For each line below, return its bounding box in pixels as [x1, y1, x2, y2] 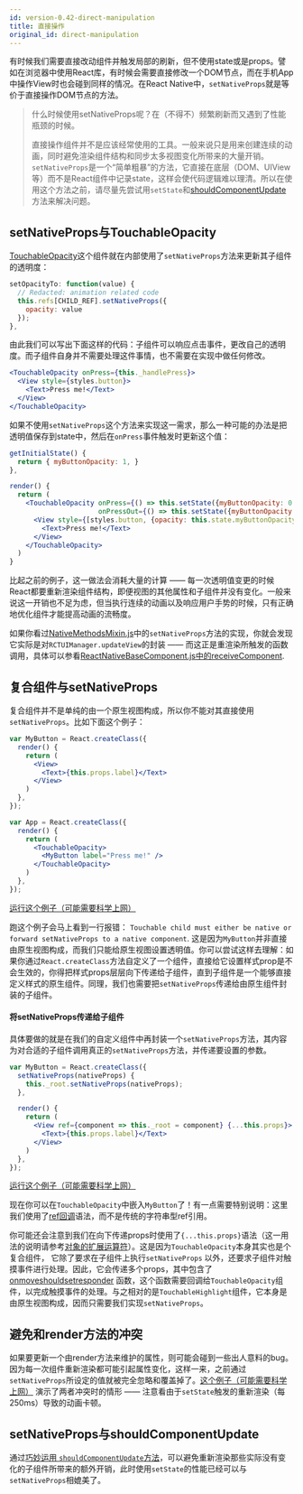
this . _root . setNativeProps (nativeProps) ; [25, 1080, 183, 1089]
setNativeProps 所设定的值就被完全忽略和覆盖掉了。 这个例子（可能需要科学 [9, 1375, 288, 1386]
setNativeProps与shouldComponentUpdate [9, 1426, 260, 1442]
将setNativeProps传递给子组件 [9, 1012, 124, 1023]
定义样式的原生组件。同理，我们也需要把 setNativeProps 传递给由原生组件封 [9, 978, 288, 988]
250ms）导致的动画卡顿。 [9, 1397, 106, 1408]
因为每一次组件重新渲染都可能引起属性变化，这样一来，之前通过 [9, 1364, 246, 1375]
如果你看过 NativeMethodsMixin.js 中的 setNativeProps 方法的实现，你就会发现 [9, 628, 293, 639]
